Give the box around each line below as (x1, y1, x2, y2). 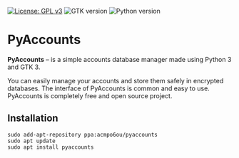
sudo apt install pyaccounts (7, 143, 94, 151)
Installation (7, 112, 59, 125)
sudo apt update (7, 137, 56, 144)
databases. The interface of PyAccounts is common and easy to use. (7, 84, 210, 93)
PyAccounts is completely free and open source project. (7, 91, 173, 100)
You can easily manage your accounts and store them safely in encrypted (7, 76, 224, 85)
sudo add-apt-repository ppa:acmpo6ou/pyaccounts (7, 131, 158, 138)
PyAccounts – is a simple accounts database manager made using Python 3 (7, 55, 232, 63)
